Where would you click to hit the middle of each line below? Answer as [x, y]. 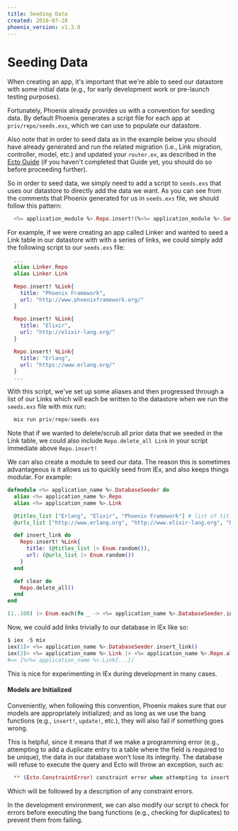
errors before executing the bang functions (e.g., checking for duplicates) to [119, 812]
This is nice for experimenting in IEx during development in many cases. [112, 674]
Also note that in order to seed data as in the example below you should [112, 140]
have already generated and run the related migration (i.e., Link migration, [115, 147]
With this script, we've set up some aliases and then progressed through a [116, 391]
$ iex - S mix [27, 640]
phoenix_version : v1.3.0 [44, 27]
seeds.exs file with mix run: [47, 407]
